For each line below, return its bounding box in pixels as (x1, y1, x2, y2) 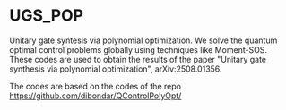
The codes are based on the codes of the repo (9, 80, 182, 91)
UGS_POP (9, 5, 83, 26)
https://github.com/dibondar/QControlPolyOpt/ (9, 90, 182, 101)
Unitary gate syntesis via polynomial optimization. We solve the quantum (9, 35, 278, 46)
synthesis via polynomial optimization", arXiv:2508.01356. (9, 63, 222, 74)
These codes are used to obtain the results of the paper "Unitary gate (9, 54, 267, 64)
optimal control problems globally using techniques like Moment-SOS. (9, 44, 267, 55)
